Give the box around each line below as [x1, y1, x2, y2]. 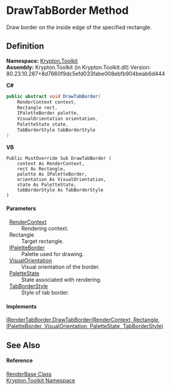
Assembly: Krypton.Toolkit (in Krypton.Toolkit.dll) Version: [6, 63, 151, 71]
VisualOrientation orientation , [17, 116, 98, 122]
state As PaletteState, [17, 182, 77, 188]
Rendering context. [21, 225, 69, 232]
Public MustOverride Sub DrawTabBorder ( [6, 155, 112, 161]
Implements [6, 302, 37, 310]
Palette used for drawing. [21, 250, 84, 257]
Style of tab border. [21, 289, 69, 296]
